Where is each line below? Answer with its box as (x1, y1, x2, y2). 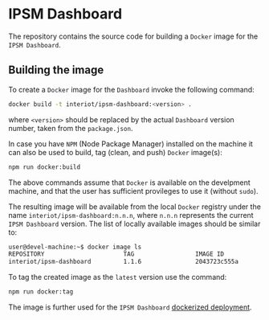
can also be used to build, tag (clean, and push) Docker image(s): (8, 147, 222, 157)
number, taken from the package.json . (8, 123, 133, 133)
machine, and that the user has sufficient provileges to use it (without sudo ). (8, 186, 259, 195)
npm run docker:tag (8, 288, 74, 296)
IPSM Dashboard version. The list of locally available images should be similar (8, 219, 261, 228)
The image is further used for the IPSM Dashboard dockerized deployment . (8, 302, 252, 312)
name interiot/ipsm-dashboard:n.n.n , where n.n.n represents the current (8, 210, 255, 219)
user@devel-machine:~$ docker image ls (8, 243, 142, 251)
